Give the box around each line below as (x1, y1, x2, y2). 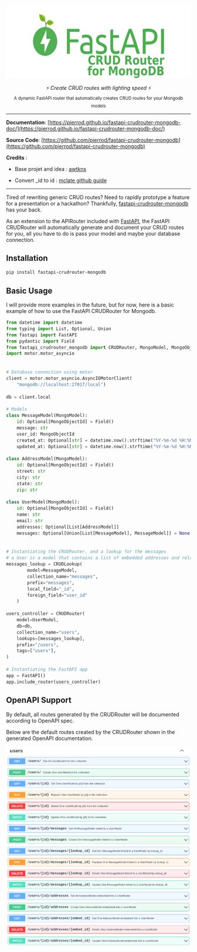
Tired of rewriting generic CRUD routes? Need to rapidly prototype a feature (6, 193, 190, 201)
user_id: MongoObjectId (16, 431, 75, 437)
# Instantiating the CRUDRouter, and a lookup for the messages (6, 549, 167, 555)
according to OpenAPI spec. (6, 717, 74, 724)
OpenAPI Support (6, 695, 72, 705)
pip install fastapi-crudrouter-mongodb (6, 270, 107, 275)
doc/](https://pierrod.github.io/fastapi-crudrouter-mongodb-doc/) (6, 125, 165, 132)
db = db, (16, 623, 33, 629)
